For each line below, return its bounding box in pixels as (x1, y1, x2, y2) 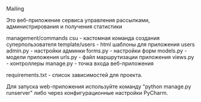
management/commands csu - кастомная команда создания (6, 35, 160, 41)
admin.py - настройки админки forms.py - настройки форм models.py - (6, 47, 187, 54)
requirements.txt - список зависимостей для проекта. (6, 72, 142, 78)
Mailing (6, 5, 25, 12)
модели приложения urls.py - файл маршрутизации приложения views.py (6, 54, 194, 60)
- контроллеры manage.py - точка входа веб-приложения (6, 60, 154, 67)
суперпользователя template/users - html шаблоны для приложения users (6, 41, 195, 48)
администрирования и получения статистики (6, 23, 123, 30)
